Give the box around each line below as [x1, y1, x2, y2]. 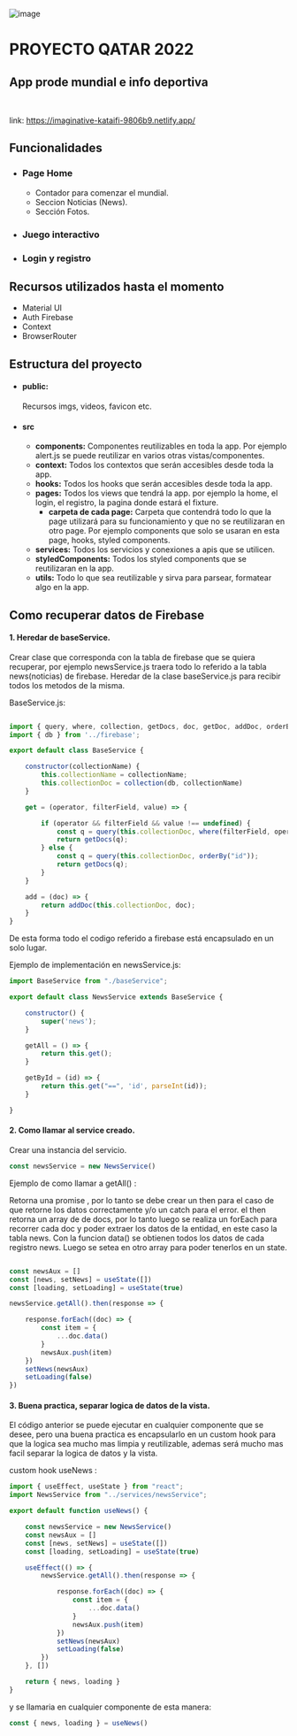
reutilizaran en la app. [34, 563, 115, 574]
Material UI [21, 303, 63, 313]
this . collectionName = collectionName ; [41, 771, 188, 780]
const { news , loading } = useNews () [9, 1718, 148, 1727]
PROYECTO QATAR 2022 [9, 40, 194, 59]
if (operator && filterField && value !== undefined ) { [41, 818, 251, 827]
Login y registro [21, 252, 91, 265]
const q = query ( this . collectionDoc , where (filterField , [56, 827, 271, 836]
